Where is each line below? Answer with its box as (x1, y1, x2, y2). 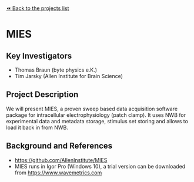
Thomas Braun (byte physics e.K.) (14, 66, 98, 73)
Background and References (6, 141, 113, 151)
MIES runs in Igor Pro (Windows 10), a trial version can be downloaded (14, 163, 186, 170)
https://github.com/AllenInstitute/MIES (14, 156, 108, 163)
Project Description (6, 90, 79, 100)
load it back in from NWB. (6, 124, 69, 131)
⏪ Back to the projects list (6, 5, 69, 12)
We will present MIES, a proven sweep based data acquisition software (6, 105, 178, 112)
